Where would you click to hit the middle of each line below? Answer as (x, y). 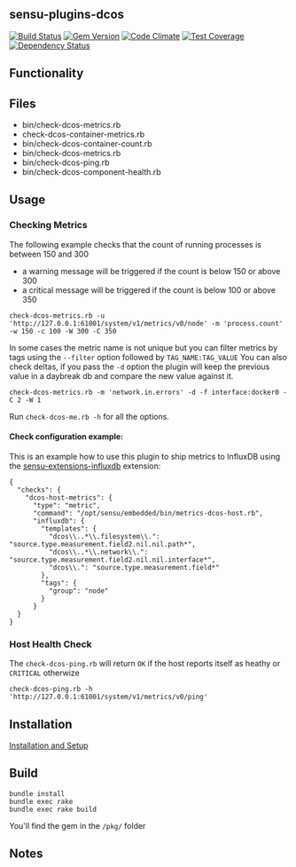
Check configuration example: (66, 437)
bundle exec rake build (53, 809)
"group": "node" (78, 591)
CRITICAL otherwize (44, 673)
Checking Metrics (48, 225)
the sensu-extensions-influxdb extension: (85, 466)
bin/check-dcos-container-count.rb (87, 144)
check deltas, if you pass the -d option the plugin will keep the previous (140, 367)
